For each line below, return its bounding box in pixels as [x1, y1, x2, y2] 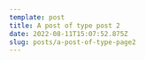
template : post [9, 12, 65, 22]
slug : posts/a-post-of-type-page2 [9, 37, 137, 47]
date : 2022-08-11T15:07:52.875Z [9, 29, 128, 38]
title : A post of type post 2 [9, 21, 121, 30]
